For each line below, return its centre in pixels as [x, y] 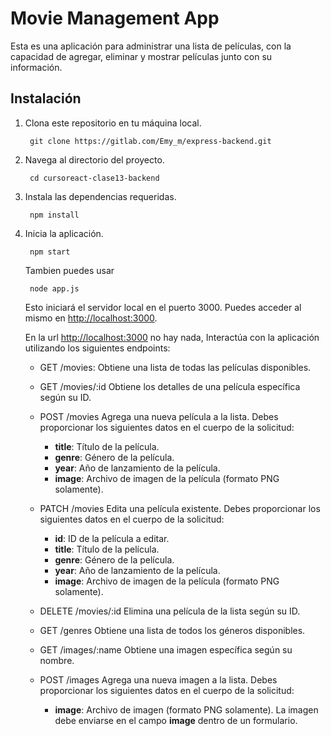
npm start [50, 252]
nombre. [57, 660]
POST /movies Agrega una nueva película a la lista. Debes [159, 416]
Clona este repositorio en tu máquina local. [113, 123]
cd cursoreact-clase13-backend [94, 178]
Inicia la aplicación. [64, 233]
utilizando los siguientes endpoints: [97, 348]
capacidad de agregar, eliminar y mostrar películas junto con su [141, 56]
